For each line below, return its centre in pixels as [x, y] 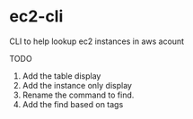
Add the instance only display [77, 85]
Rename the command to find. [78, 95]
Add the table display [61, 76]
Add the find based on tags [73, 104]
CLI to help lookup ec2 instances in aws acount [97, 41]
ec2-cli [36, 17]
